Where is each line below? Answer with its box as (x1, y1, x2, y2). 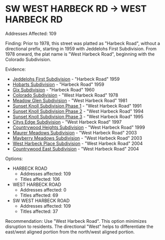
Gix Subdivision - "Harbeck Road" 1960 (12, 86, 95, 92)
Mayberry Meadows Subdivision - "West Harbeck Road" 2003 (12, 135, 142, 141)
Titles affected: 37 (20, 208, 58, 214)
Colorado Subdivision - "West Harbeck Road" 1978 (12, 92, 119, 98)
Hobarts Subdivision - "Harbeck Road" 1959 (12, 81, 104, 87)
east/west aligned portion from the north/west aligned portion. (5, 228, 135, 235)
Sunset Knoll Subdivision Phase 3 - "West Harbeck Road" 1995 (12, 113, 144, 119)
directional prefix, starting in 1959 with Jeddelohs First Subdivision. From (5, 45, 157, 52)
